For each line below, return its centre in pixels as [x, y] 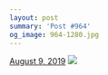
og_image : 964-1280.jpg [54, 34]
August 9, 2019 [38, 61]
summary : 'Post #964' [50, 26]
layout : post [34, 18]
